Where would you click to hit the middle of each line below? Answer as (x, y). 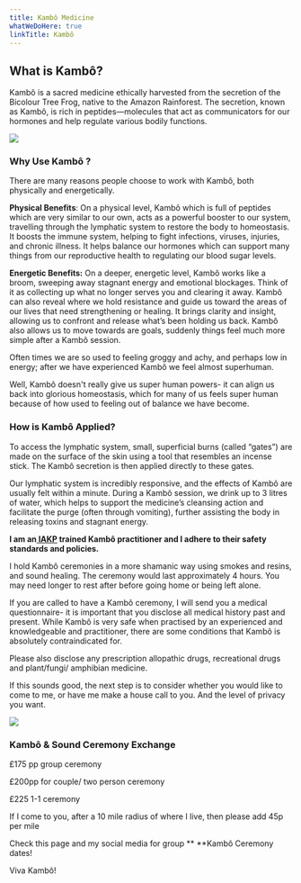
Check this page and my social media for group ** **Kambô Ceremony (142, 843)
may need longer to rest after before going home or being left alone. (135, 585)
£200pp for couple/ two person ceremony (87, 782)
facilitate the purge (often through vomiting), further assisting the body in (145, 512)
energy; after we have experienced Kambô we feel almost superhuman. (142, 367)
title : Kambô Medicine (52, 18)
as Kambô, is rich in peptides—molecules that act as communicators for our (150, 112)
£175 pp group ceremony (56, 764)
